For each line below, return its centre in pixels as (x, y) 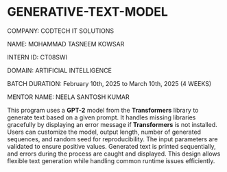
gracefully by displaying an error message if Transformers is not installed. (112, 124)
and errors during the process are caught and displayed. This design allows (114, 154)
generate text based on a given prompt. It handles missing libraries (101, 117)
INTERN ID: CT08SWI (37, 57)
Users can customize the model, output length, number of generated (104, 132)
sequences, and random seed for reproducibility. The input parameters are (112, 139)
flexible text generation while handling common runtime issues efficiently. (111, 160)
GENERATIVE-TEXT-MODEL (87, 12)
